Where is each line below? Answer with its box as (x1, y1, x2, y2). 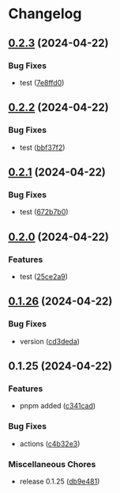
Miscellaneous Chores (8, 458, 96, 469)
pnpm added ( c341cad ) (19, 401, 96, 411)
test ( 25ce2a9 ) (19, 271, 69, 281)
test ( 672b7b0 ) (19, 207, 69, 217)
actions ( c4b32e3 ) (19, 438, 81, 448)
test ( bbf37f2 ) (19, 142, 66, 152)
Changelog (8, 5, 82, 23)
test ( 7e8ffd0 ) (19, 78, 65, 87)
